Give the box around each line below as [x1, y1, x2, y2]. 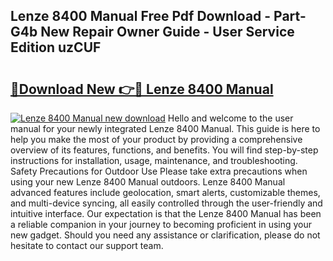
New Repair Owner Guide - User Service [40, 24, 295, 41]
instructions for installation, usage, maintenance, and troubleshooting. [10, 155, 298, 166]
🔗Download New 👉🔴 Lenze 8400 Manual [10, 80, 274, 98]
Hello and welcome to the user [167, 112, 294, 124]
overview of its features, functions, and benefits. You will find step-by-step [10, 144, 319, 156]
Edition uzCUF [10, 39, 102, 56]
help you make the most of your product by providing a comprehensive [10, 134, 303, 145]
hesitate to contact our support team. [10, 240, 164, 251]
